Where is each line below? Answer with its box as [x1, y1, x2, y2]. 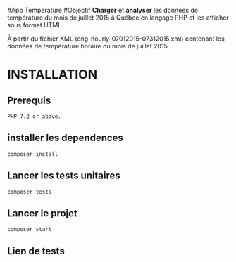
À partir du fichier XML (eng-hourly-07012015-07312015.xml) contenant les [7, 34, 225, 43]
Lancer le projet [7, 207, 77, 220]
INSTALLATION [7, 67, 97, 83]
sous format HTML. [7, 21, 63, 29]
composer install [7, 150, 58, 157]
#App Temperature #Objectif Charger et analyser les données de [7, 6, 199, 14]
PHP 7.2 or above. [7, 113, 61, 120]
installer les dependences [7, 132, 123, 144]
